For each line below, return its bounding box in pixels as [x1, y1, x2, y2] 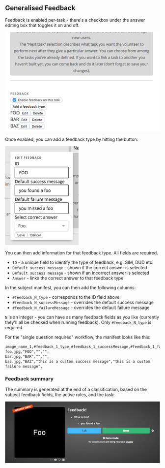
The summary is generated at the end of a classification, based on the [5, 386, 147, 393]
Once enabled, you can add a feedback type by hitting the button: [5, 136, 138, 142]
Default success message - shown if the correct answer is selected [12, 265, 147, 271]
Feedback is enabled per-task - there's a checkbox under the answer [5, 17, 145, 23]
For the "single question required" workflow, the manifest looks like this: [5, 334, 151, 340]
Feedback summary [5, 375, 54, 382]
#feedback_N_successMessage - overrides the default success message [12, 300, 154, 306]
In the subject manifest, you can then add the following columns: [5, 285, 136, 291]
